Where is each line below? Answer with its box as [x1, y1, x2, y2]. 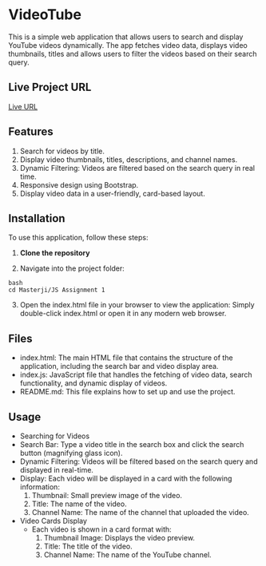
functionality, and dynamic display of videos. [19, 378, 168, 388]
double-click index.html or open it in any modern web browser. [19, 309, 227, 319]
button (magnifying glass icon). [19, 449, 123, 457]
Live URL [8, 101, 38, 111]
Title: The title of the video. [43, 541, 133, 551]
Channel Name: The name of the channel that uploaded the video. [31, 508, 249, 517]
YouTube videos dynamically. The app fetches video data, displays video [8, 40, 248, 49]
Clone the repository [19, 248, 90, 258]
